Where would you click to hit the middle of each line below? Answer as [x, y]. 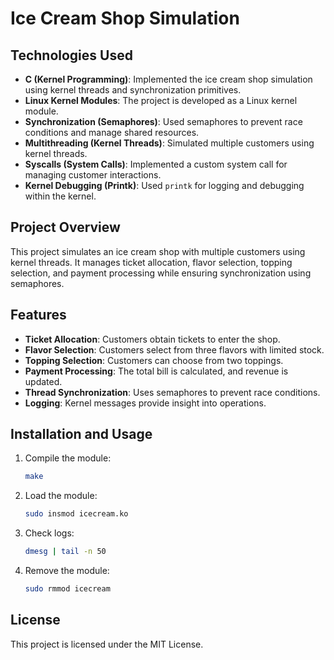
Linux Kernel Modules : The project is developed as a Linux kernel [161, 100]
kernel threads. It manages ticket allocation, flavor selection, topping [151, 262]
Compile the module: [68, 458]
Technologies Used [71, 55]
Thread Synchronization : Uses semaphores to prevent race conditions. [172, 392]
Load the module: [61, 496]
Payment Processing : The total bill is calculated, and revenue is [156, 371]
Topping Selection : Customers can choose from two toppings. [154, 360]
